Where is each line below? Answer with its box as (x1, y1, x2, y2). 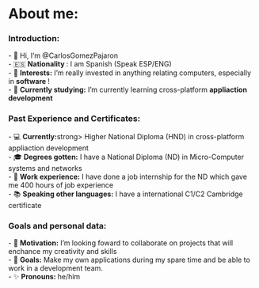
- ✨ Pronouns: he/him (8, 272, 81, 282)
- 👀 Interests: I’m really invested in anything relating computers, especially (8, 68, 252, 78)
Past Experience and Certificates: (8, 113, 141, 124)
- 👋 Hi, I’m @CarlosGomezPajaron (8, 51, 119, 60)
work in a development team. (8, 263, 103, 273)
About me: (8, 5, 79, 23)
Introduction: (8, 33, 60, 44)
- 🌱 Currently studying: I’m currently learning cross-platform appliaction (8, 85, 248, 95)
